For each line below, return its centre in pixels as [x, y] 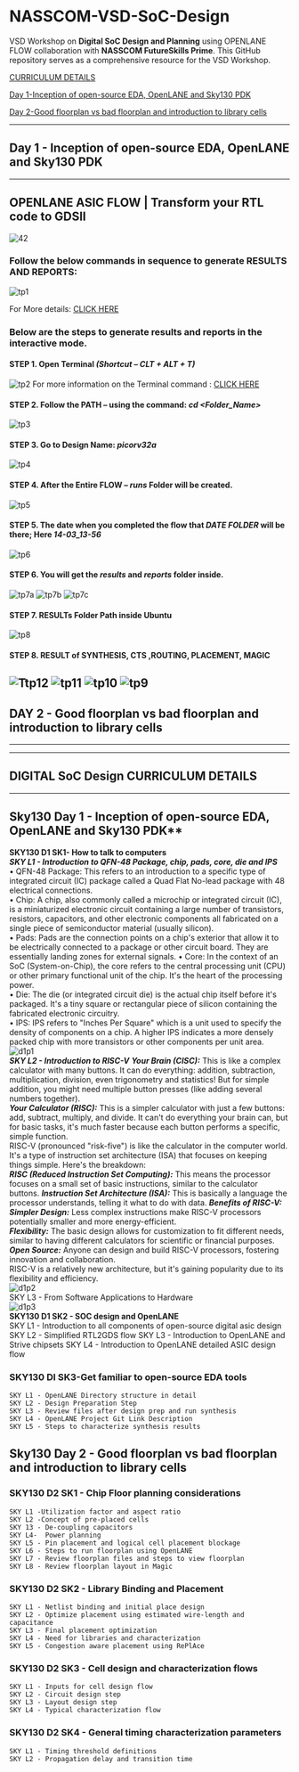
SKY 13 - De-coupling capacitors [71, 1527]
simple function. [39, 1136]
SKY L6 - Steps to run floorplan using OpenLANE [101, 1551]
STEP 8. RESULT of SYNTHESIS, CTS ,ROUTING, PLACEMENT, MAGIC [140, 655]
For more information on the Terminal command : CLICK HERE [146, 384]
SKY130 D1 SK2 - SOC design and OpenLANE [94, 1316]
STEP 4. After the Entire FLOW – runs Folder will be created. [121, 485]
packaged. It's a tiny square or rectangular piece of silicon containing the [143, 1003]
